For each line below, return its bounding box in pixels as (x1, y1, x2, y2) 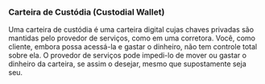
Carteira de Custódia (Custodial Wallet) (8, 6, 165, 18)
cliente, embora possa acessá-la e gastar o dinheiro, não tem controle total (8, 42, 258, 52)
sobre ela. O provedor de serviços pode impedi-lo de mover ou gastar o (8, 51, 247, 61)
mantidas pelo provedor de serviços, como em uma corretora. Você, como (8, 33, 256, 43)
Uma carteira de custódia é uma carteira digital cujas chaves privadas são (8, 25, 255, 35)
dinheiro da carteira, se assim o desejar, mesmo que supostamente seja (8, 59, 247, 69)
